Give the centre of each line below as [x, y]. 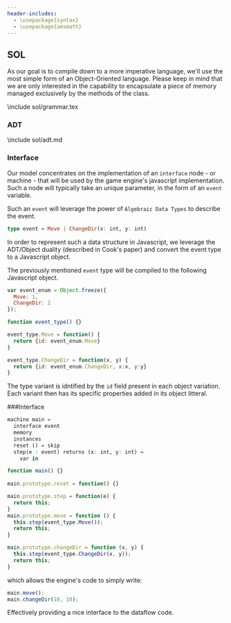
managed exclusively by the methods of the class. [78, 94]
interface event [37, 426]
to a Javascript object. [39, 257]
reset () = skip [37, 445]
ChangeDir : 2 [32, 303]
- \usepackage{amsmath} [47, 26]
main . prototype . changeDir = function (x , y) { [75, 548]
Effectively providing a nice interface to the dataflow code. [91, 613]
